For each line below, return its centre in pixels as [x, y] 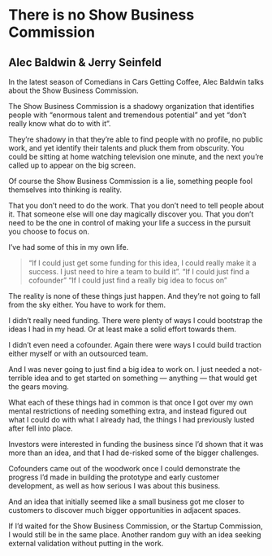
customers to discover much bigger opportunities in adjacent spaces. [125, 510]
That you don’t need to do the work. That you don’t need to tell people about [136, 206]
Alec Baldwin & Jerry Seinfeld [85, 62]
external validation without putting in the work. [86, 543]
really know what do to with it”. [60, 123]
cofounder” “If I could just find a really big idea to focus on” [127, 280]
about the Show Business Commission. [74, 90]
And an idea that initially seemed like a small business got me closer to [127, 501]
